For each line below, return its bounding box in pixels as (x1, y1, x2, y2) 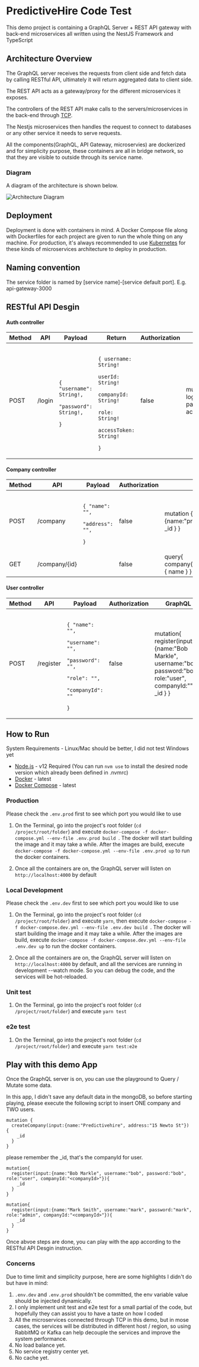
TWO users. (6, 1106, 36, 1113)
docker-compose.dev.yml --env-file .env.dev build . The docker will (20, 924, 191, 931)
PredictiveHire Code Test (6, 4, 132, 18)
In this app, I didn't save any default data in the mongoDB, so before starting (6, 1093, 192, 1101)
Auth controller (6, 318, 44, 325)
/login (37, 397, 53, 405)
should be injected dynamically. (14, 1297, 92, 1304)
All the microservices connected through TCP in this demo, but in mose (14, 1316, 190, 1323)
